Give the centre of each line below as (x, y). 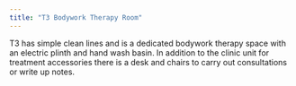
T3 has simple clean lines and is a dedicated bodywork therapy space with (148, 43)
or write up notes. (42, 72)
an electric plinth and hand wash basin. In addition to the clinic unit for (139, 52)
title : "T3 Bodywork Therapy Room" (76, 17)
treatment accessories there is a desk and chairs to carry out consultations (148, 62)
